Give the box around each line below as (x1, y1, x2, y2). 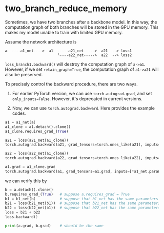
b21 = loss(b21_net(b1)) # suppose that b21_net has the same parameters (5, 201, 161, 206)
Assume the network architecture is (5, 39, 77, 44)
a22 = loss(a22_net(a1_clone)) (5, 151, 69, 156)
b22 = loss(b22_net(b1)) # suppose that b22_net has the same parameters (5, 206, 161, 211)
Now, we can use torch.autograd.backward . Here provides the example (12, 105, 155, 111)
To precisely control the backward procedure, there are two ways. (5, 81, 138, 87)
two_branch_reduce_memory (5, 3, 127, 14)
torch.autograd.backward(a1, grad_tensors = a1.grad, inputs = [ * (5, 169, 134, 174)
